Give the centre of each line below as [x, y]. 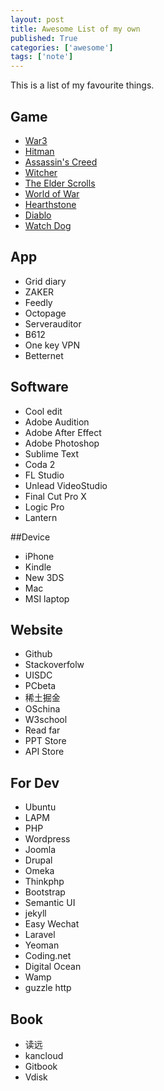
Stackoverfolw [54, 665]
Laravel [40, 935]
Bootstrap [45, 892]
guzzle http [48, 988]
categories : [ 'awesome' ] [62, 47]
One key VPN [52, 345]
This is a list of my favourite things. [82, 85]
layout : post [37, 19]
